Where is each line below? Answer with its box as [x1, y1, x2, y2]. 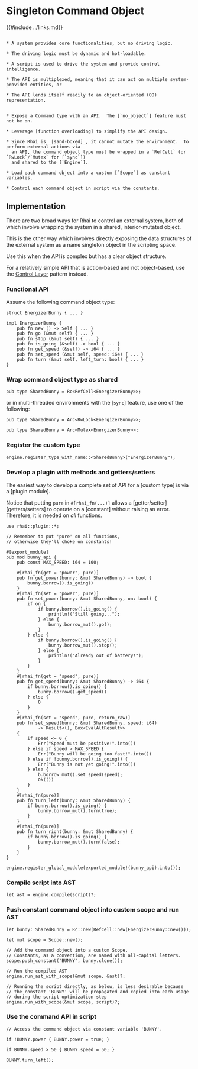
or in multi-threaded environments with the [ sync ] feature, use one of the [6, 399, 183, 406]
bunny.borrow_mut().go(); [48, 621, 112, 628]
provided [6, 82, 28, 88]
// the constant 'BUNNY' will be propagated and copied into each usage [6, 989, 189, 994]
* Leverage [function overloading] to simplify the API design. [6, 128, 168, 134]
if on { [27, 600, 46, 607]
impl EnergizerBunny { [6, 321, 62, 327]
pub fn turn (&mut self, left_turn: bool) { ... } [17, 357, 144, 363]
